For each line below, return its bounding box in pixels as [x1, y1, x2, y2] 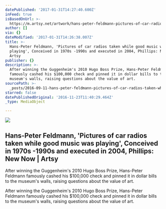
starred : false [5, 90, 37, 95]
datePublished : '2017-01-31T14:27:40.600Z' [5, 7, 96, 12]
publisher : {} [5, 58, 35, 63]
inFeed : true [5, 12, 32, 17]
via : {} [5, 30, 21, 35]
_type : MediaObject [5, 100, 45, 104]
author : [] [5, 26, 28, 31]
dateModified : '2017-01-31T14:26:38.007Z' [5, 35, 94, 40]
